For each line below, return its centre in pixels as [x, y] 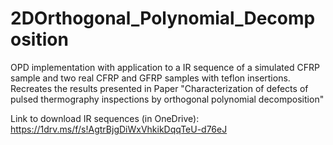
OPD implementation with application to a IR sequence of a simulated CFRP [165, 67]
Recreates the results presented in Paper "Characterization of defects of [159, 88]
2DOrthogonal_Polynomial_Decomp [163, 18]
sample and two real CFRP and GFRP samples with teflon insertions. [150, 78]
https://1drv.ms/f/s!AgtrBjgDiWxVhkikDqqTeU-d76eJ [119, 129]
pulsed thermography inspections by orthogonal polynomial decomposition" [167, 99]
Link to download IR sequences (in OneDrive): [105, 118]
